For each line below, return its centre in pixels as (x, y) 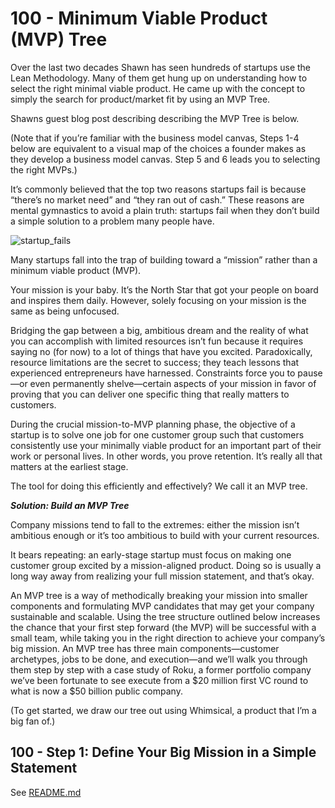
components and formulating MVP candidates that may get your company (162, 606)
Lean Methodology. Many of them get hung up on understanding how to (159, 78)
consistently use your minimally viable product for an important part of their (166, 445)
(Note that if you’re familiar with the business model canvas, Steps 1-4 (155, 138)
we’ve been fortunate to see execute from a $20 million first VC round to (159, 680)
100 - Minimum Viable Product (139, 18)
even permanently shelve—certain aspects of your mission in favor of (173, 383)
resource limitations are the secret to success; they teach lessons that (155, 362)
